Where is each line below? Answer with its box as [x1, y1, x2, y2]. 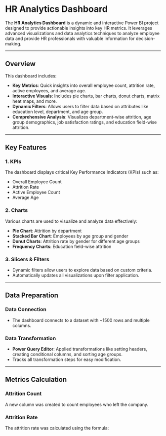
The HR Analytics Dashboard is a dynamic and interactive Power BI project [5, 20, 159, 26]
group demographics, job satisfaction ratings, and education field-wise [12, 119, 157, 125]
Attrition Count [5, 390, 42, 397]
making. [5, 40, 22, 46]
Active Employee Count [12, 189, 60, 196]
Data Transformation [5, 335, 56, 342]
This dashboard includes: [5, 73, 57, 79]
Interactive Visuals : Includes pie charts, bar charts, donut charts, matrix [12, 93, 160, 99]
